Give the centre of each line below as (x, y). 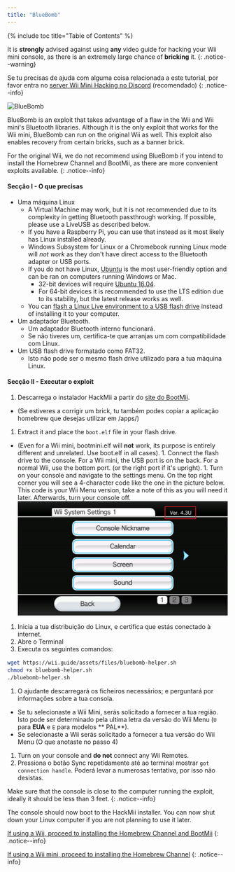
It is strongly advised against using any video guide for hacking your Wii (112, 49)
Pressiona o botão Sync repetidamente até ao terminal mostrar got (113, 763)
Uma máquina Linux (46, 202)
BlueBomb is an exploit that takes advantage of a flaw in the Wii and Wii (111, 120)
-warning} (22, 64)
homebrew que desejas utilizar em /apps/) (78, 418)
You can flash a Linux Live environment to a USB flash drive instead (125, 306)
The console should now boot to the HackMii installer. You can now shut (111, 812)
